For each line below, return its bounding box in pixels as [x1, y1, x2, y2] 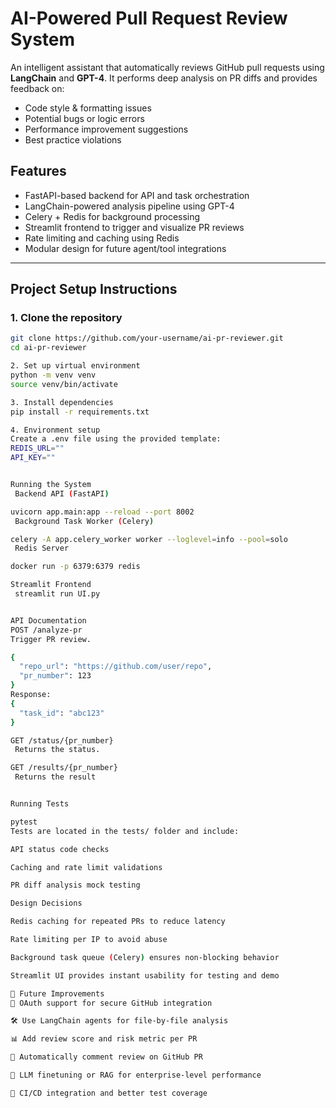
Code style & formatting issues [24, 102, 152, 114]
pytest [10, 817, 38, 827]
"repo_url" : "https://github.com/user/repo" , [19, 662, 213, 672]
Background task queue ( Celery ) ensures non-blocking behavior [10, 952, 280, 962]
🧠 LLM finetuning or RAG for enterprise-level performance [10, 1070, 262, 1081]
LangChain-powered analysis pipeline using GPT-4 [24, 200, 235, 212]
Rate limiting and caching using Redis [24, 232, 180, 244]
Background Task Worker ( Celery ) [14, 516, 155, 526]
